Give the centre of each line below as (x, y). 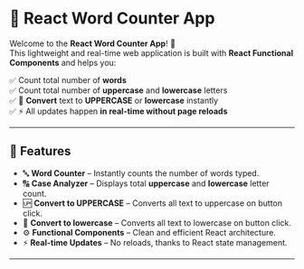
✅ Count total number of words (68, 79)
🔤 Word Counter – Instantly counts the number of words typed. (141, 173)
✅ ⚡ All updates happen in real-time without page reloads (119, 111)
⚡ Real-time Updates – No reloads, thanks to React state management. (155, 242)
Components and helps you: (63, 62)
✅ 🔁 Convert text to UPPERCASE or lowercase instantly (114, 100)
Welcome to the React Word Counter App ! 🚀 (93, 43)
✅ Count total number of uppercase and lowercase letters (119, 90)
